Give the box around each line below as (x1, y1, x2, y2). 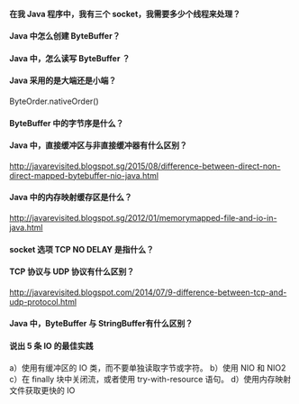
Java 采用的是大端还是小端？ (9, 75, 117, 86)
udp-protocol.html (9, 296, 77, 307)
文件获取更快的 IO (9, 384, 76, 396)
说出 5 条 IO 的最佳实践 (9, 340, 94, 351)
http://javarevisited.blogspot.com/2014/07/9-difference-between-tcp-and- (9, 287, 287, 298)
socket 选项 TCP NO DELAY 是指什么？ (9, 243, 155, 254)
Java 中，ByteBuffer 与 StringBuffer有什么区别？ (9, 318, 194, 329)
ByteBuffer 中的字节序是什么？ (9, 117, 124, 128)
